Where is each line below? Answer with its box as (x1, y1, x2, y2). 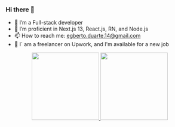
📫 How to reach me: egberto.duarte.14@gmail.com (14, 32, 141, 40)
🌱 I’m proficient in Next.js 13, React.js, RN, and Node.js (14, 25, 149, 32)
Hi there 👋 (5, 5, 35, 14)
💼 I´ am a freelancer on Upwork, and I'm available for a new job (14, 41, 170, 48)
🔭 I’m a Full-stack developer (14, 19, 83, 26)
